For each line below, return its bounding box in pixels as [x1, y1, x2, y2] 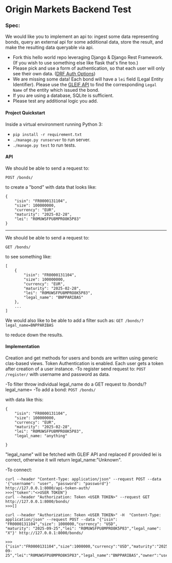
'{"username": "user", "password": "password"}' [5, 481, 111, 487]
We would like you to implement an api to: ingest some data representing [5, 33, 159, 39]
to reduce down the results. [5, 332, 63, 338]
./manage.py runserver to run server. [12, 136, 91, 143]
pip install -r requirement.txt [12, 132, 82, 137]
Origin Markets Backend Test [5, 4, 132, 15]
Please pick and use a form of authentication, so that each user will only [12, 65, 165, 71]
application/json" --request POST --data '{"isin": [5, 517, 118, 522]
